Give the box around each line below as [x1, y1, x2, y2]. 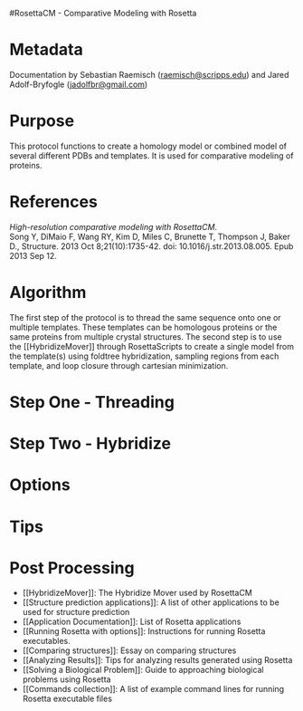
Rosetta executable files [22, 693, 113, 705]
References [9, 192, 98, 212]
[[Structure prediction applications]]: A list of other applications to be [22, 597, 280, 608]
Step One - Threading [9, 391, 175, 412]
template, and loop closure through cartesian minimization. [9, 360, 229, 370]
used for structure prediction [22, 607, 130, 618]
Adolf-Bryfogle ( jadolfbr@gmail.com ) [9, 79, 148, 90]
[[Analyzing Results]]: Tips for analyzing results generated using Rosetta [22, 655, 293, 666]
